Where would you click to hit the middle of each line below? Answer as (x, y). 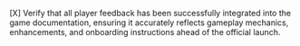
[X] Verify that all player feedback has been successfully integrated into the (150, 13)
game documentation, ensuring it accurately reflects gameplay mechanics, (149, 23)
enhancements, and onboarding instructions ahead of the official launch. (145, 32)
